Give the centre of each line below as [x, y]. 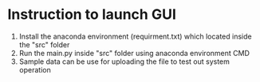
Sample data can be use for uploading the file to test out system [124, 61]
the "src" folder [44, 44]
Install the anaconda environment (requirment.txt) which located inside [135, 36]
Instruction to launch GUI [92, 15]
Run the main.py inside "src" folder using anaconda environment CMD [134, 53]
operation [35, 69]
